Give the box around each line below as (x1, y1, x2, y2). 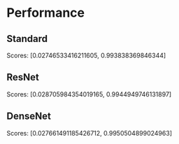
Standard (6, 33, 48, 45)
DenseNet (6, 110, 52, 122)
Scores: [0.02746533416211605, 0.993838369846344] (6, 51, 166, 59)
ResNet (6, 71, 40, 83)
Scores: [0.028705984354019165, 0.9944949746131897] (6, 89, 172, 99)
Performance (6, 5, 85, 21)
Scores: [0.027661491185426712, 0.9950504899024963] (6, 129, 173, 137)
